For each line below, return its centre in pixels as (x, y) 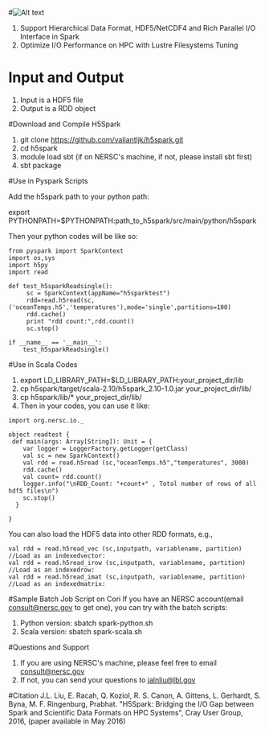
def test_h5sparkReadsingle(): (61, 286)
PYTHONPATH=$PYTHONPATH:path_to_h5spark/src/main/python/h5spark (132, 221)
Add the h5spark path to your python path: (79, 196)
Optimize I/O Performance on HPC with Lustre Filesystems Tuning (129, 45)
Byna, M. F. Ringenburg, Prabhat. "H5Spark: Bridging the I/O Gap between (131, 703)
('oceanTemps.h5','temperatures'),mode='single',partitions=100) (120, 307)
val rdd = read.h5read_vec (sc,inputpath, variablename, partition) (125, 548)
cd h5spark (39, 148)
